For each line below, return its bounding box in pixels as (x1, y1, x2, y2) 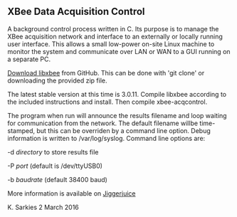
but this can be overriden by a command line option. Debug (36, 126, 211, 134)
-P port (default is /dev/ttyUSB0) (7, 162, 103, 170)
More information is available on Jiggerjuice (7, 189, 136, 198)
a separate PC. (7, 55, 51, 63)
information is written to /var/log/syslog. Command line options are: (7, 134, 206, 142)
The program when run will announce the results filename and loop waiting (7, 111, 227, 120)
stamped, (7, 126, 36, 134)
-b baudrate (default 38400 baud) (7, 175, 108, 184)
